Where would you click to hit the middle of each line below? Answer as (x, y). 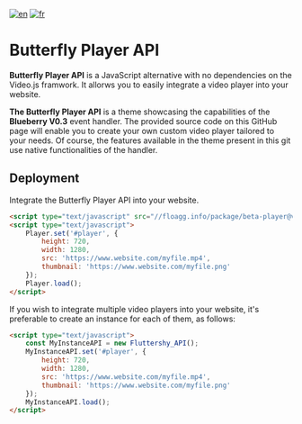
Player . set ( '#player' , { (72, 233)
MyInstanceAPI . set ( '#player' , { (86, 352)
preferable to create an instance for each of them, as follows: (123, 319)
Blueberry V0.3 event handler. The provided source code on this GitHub (143, 121)
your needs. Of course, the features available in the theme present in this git (150, 140)
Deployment (44, 179)
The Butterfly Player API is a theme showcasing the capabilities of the (140, 112)
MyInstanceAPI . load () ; (68, 402)
